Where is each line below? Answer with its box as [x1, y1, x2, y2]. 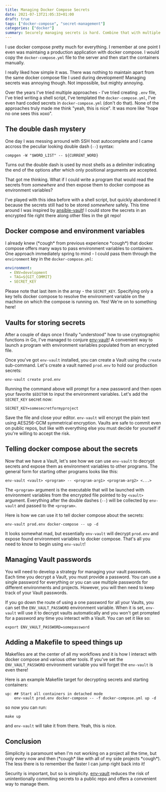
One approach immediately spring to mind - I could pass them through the [5, 250, 157, 256]
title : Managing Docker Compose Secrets [5, 7, 90, 12]
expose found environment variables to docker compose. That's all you [5, 536, 151, 542]
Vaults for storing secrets [5, 318, 86, 327]
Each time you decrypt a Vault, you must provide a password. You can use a [5, 574, 161, 580]
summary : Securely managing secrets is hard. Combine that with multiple [5, 30, 161, 35]
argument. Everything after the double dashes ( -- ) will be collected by [5, 497, 149, 503]
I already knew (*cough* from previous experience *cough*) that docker [5, 240, 154, 246]
